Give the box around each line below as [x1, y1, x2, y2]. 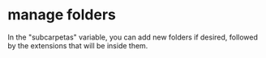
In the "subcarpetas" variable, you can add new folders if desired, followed [7, 32, 259, 42]
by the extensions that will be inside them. [7, 40, 148, 50]
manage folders [7, 6, 117, 24]
